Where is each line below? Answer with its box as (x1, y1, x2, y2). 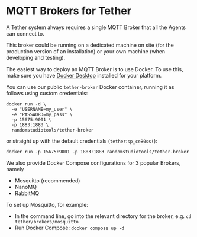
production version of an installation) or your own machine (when (6, 47, 166, 55)
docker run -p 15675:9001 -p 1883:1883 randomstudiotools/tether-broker (6, 149, 189, 155)
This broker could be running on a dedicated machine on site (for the (6, 41, 175, 49)
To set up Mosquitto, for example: (6, 201, 89, 208)
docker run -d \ (6, 101, 46, 107)
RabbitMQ (14, 190, 40, 197)
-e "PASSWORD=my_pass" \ (11, 111, 73, 117)
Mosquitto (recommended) (14, 177, 80, 184)
